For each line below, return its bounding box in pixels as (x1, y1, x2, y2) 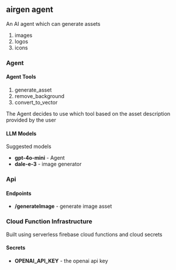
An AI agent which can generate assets (6, 20, 101, 27)
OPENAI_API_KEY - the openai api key (14, 257, 108, 264)
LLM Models (6, 130, 37, 137)
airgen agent (6, 5, 54, 15)
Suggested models (6, 143, 51, 150)
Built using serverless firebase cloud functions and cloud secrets (6, 231, 163, 238)
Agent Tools (6, 73, 36, 80)
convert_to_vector (14, 99, 58, 106)
